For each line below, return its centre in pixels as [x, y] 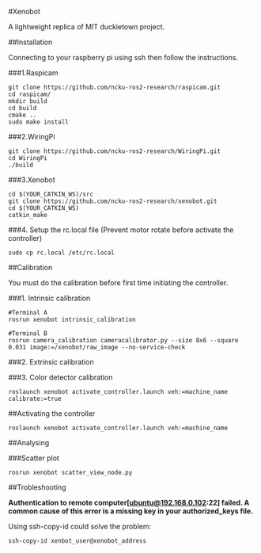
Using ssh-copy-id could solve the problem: [80, 526]
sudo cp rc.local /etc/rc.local [61, 253]
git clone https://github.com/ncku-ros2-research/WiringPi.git [115, 151]
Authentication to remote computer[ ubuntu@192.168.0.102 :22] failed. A [129, 503]
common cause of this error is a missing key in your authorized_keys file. [131, 511]
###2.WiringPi [32, 137]
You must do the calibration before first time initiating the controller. [118, 283]
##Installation [30, 42]
